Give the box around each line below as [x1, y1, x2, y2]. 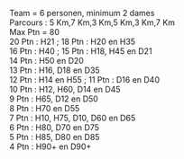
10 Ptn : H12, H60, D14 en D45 [9, 84, 121, 94]
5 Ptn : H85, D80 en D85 [9, 132, 100, 142]
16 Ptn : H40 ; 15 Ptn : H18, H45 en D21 [9, 46, 152, 57]
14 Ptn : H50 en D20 [9, 56, 84, 66]
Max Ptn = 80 [9, 27, 60, 37]
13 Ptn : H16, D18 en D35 [9, 65, 101, 75]
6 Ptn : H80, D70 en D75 [9, 122, 99, 133]
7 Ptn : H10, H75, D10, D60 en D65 [9, 112, 136, 123]
